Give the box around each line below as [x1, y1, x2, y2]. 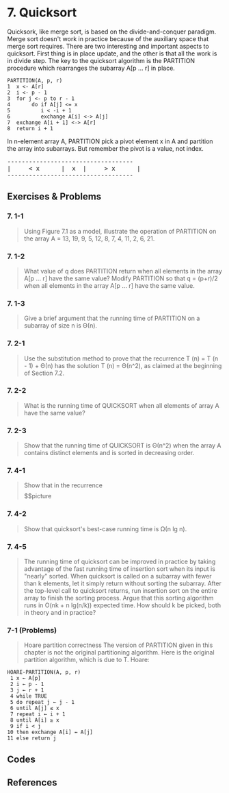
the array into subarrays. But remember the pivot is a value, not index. [7, 144, 204, 152]
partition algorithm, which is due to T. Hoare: [23, 656, 150, 664]
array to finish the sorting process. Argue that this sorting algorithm [23, 594, 214, 602]
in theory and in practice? [23, 609, 96, 616]
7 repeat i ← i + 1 [10, 711, 66, 718]
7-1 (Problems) [7, 625, 57, 635]
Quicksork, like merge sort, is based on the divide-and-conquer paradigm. [7, 27, 217, 36]
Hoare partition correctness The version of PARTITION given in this [23, 641, 213, 649]
